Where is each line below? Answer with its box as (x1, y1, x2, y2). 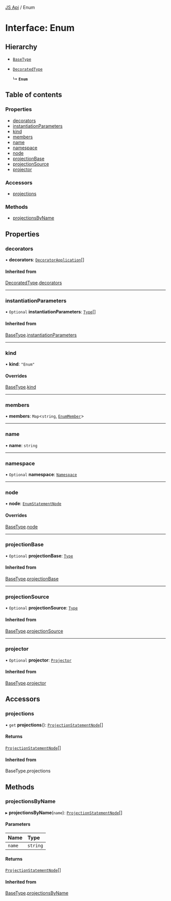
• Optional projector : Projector (5, 657, 72, 663)
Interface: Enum (5, 22, 75, 34)
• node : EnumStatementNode (5, 500, 62, 507)
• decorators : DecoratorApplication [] (5, 256, 84, 262)
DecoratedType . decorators (5, 280, 62, 286)
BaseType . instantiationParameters (5, 332, 77, 338)
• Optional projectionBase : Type (5, 552, 73, 558)
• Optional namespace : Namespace (5, 472, 77, 478)
